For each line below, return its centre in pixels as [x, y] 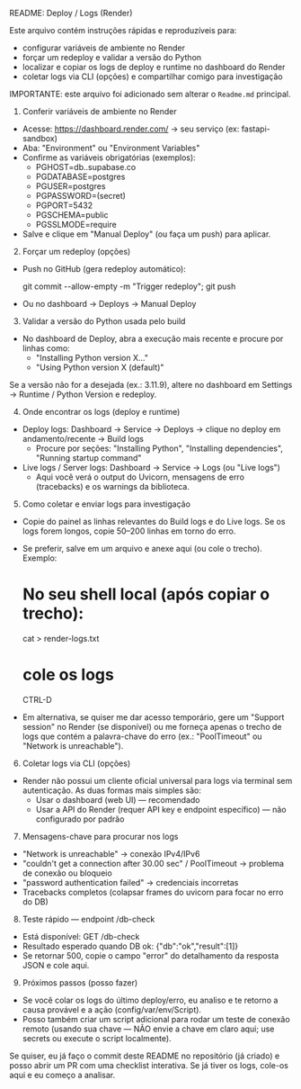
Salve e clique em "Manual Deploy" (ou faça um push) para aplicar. [146, 234]
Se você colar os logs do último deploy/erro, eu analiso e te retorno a [150, 1000]
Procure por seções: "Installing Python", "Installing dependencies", [159, 448]
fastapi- [256, 129]
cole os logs [68, 675]
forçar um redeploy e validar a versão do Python [112, 57]
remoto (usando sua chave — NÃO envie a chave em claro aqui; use [148, 1029]
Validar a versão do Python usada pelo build [104, 321]
